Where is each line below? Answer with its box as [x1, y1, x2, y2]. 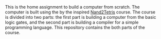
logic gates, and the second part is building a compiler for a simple [5, 19, 139, 25]
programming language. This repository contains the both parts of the [5, 25, 145, 30]
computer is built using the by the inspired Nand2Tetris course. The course [5, 9, 156, 15]
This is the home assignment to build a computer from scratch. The [5, 4, 140, 10]
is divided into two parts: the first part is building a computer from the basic [5, 14, 157, 20]
